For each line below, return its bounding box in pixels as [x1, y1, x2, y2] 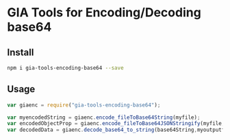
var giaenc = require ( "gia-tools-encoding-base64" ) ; [7, 101, 161, 109]
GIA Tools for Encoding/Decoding [7, 5, 202, 20]
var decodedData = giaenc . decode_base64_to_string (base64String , [7, 126, 197, 134]
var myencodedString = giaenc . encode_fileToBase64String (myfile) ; [7, 114, 201, 121]
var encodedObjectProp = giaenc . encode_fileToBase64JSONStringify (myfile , [7, 120, 225, 127]
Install [7, 46, 34, 58]
